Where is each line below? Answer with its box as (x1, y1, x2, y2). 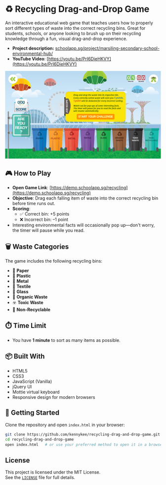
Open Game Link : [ (12, 185, 51, 191)
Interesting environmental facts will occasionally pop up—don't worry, (12, 222, 155, 228)
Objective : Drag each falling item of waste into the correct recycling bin (12, 195, 159, 201)
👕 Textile (12, 283, 31, 289)
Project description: (12, 45, 54, 51)
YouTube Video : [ (12, 55, 48, 61)
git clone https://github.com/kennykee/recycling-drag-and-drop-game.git (5, 432, 161, 437)
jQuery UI (12, 383, 32, 389)
